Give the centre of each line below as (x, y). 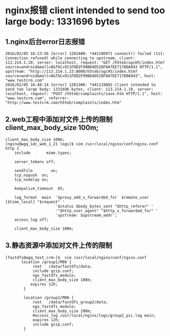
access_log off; (32, 219)
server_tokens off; (35, 162)
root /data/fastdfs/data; (62, 266)
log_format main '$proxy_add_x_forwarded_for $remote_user (82, 197)
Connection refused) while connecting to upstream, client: (70, 58)
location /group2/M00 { (49, 298)
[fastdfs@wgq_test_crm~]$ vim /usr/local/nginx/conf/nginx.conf (76, 258)
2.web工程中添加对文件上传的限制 (59, 119)
